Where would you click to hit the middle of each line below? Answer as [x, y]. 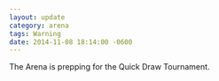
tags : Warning [35, 33]
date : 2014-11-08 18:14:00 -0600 [71, 42]
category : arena [39, 26]
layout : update [37, 17]
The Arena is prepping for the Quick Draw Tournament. [109, 67]
